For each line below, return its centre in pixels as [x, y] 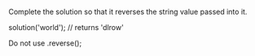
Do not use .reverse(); [45, 43]
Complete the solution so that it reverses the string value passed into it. [128, 12]
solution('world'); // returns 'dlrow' [66, 27]
